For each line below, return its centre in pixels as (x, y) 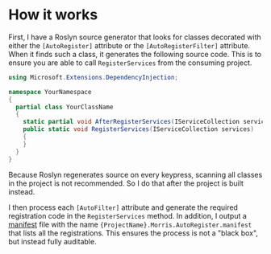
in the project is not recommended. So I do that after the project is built (126, 183)
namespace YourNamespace (50, 92)
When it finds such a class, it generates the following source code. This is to (135, 54)
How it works (53, 15)
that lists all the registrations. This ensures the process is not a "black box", (133, 233)
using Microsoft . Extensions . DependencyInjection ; (94, 77)
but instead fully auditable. (52, 241)
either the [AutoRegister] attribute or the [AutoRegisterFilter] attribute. (129, 45)
